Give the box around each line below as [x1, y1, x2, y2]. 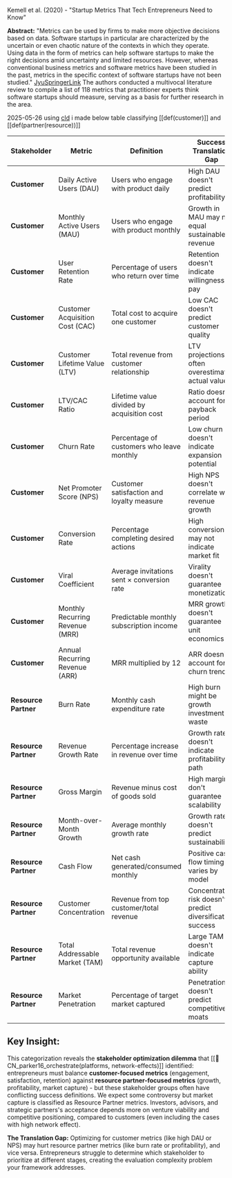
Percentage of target [111, 990, 179, 1000]
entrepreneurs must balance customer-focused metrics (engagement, [7, 1069, 209, 1077]
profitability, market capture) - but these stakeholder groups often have [7, 1083, 210, 1091]
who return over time [111, 271, 180, 280]
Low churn [188, 425, 223, 434]
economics [188, 634, 224, 643]
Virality [188, 562, 211, 571]
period [188, 413, 210, 422]
